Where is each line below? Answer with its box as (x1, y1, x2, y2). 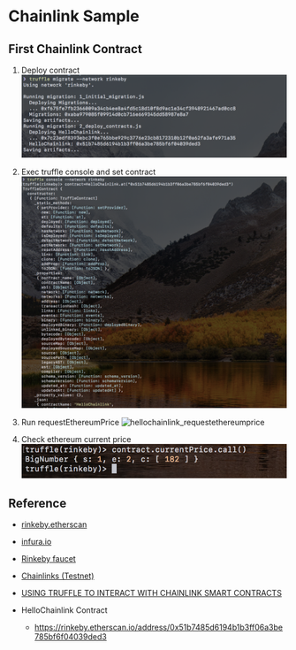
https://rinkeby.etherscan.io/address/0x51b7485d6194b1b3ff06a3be (34, 622, 284, 632)
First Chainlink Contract (8, 42, 142, 57)
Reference (8, 495, 67, 510)
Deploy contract (20, 65, 80, 75)
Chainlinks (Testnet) (20, 570, 95, 581)
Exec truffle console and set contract (20, 166, 156, 178)
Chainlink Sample (8, 6, 140, 27)
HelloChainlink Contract (20, 605, 108, 616)
